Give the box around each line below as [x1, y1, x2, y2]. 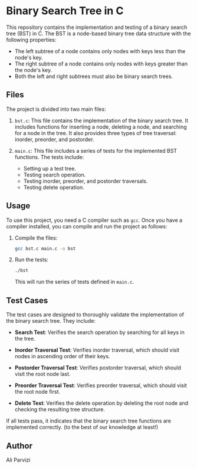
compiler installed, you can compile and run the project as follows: [6, 222, 168, 230]
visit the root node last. [14, 371, 71, 378]
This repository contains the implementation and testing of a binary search [6, 24, 188, 31]
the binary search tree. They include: [6, 318, 96, 325]
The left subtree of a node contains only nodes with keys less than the [14, 47, 186, 54]
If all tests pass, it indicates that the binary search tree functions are [6, 417, 172, 424]
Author [6, 441, 32, 451]
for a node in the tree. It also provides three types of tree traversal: [14, 129, 177, 136]
